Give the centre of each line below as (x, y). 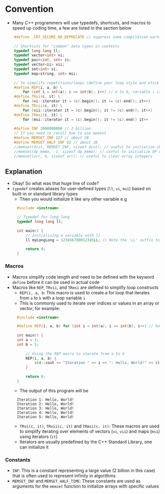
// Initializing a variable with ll (63, 235)
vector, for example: (40, 308)
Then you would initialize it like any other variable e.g (73, 199)
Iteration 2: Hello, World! (46, 404)
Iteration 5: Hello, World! (46, 417)
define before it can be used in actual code (56, 282)
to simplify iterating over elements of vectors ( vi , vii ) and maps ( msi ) (90, 431)
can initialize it (34, 447)
